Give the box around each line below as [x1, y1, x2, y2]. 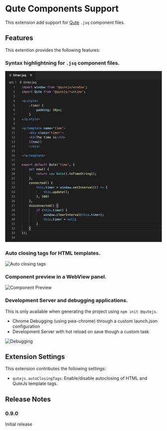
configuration [12, 323, 40, 329]
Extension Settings [5, 352, 65, 361]
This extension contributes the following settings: [5, 366, 106, 372]
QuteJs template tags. [12, 381, 58, 387]
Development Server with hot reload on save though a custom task [12, 329, 149, 335]
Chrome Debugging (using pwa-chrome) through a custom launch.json [12, 318, 158, 324]
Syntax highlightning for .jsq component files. [5, 59, 120, 66]
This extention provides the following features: [5, 47, 100, 53]
